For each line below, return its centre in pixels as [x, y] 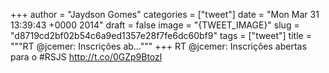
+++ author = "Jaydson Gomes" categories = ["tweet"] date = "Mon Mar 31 [165, 14]
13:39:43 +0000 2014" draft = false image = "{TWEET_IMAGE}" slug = [155, 25]
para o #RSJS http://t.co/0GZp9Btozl [86, 57]
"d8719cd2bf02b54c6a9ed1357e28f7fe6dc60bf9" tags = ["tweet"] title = [161, 35]
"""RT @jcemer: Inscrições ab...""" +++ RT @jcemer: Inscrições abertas [158, 46]
